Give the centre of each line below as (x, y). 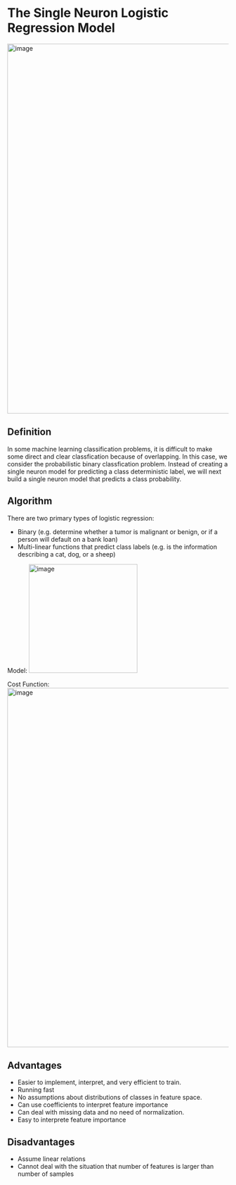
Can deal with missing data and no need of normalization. (101, 1112)
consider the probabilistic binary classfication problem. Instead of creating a (118, 464)
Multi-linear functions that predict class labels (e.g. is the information (117, 547)
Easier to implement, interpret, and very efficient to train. (99, 1082)
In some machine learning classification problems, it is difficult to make (110, 449)
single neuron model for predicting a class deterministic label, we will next (114, 471)
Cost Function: (28, 684)
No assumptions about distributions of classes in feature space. (110, 1098)
